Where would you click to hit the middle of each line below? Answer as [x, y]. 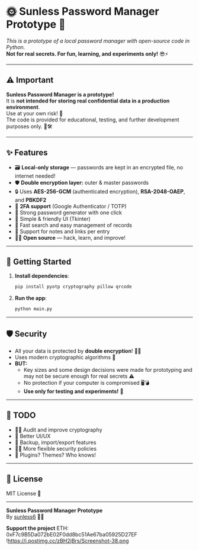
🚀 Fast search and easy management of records [73, 225]
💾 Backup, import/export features [55, 442]
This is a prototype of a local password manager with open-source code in [98, 41]
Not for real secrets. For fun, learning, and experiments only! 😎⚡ [87, 54]
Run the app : [31, 298]
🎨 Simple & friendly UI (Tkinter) [52, 218]
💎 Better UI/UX [33, 436]
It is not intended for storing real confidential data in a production [88, 101]
